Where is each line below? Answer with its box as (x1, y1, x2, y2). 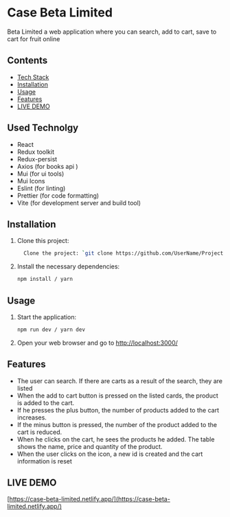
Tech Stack (16, 73, 49, 81)
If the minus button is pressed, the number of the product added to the (16, 420, 218, 428)
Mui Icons (16, 176, 45, 185)
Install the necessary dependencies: (16, 262, 120, 271)
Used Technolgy (7, 122, 79, 134)
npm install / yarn (16, 276, 73, 283)
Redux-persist (16, 154, 58, 163)
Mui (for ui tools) (16, 170, 65, 178)
